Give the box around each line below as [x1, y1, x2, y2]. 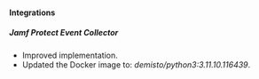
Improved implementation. [21, 50, 118, 60]
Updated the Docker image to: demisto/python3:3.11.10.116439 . [21, 59, 251, 70]
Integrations [9, 7, 56, 18]
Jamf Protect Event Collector [9, 28, 119, 38]
